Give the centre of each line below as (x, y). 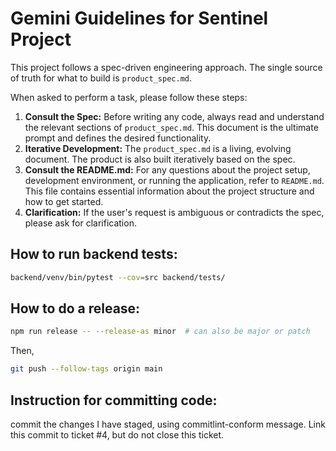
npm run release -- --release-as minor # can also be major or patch (160, 332)
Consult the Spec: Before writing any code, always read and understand (174, 116)
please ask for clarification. (80, 223)
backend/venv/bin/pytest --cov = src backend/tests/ (118, 277)
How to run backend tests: (94, 254)
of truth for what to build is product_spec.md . (101, 78)
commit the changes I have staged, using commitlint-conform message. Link (168, 424)
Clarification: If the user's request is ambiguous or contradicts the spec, (174, 212)
